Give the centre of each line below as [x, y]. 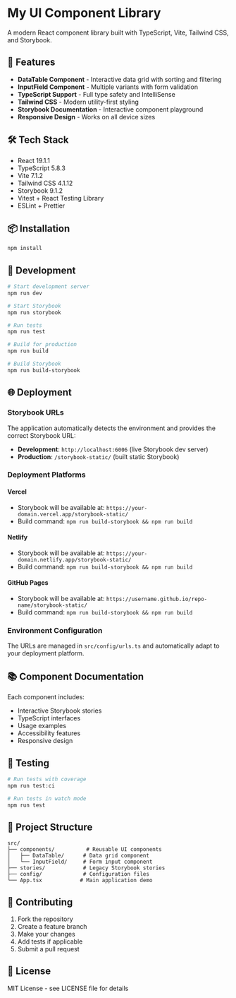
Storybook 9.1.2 [40, 190]
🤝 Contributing [40, 902]
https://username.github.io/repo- [157, 599]
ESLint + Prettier [41, 206]
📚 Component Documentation [76, 676]
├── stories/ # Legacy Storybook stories [86, 868]
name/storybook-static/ [52, 605]
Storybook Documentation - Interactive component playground [110, 109]
